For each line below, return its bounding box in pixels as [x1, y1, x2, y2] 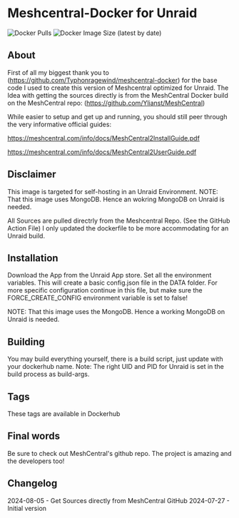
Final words [7, 430, 61, 442]
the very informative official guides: [7, 120, 112, 128]
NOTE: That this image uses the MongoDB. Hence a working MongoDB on [7, 308, 225, 316]
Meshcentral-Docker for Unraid [7, 5, 198, 21]
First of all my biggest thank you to [7, 68, 109, 76]
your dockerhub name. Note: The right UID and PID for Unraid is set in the [7, 362, 225, 371]
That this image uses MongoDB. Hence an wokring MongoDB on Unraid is [7, 195, 225, 203]
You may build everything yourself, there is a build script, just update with [7, 355, 223, 363]
